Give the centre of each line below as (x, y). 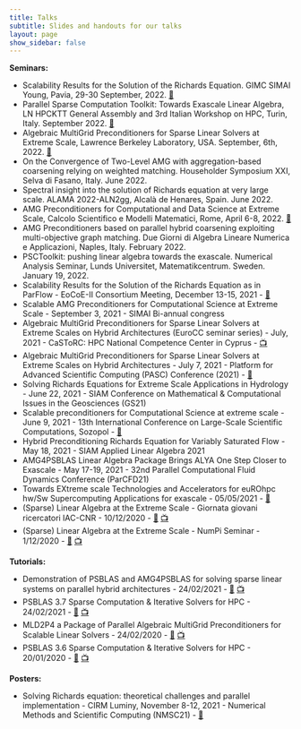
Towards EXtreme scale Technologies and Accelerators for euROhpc (149, 489)
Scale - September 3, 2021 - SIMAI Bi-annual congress (124, 313)
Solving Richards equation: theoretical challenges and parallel (136, 696)
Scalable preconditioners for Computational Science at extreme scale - (153, 413)
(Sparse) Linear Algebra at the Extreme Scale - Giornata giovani (140, 508)
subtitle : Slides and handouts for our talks (95, 26)
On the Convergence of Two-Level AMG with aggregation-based (142, 161)
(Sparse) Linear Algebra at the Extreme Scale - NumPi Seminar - (141, 531)
